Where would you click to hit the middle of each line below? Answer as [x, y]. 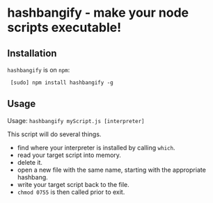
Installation [32, 53]
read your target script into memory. [69, 155]
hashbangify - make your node [98, 13]
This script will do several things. [54, 134]
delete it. [30, 162]
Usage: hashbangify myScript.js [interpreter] [76, 120]
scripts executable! [64, 27]
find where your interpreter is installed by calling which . [96, 147]
